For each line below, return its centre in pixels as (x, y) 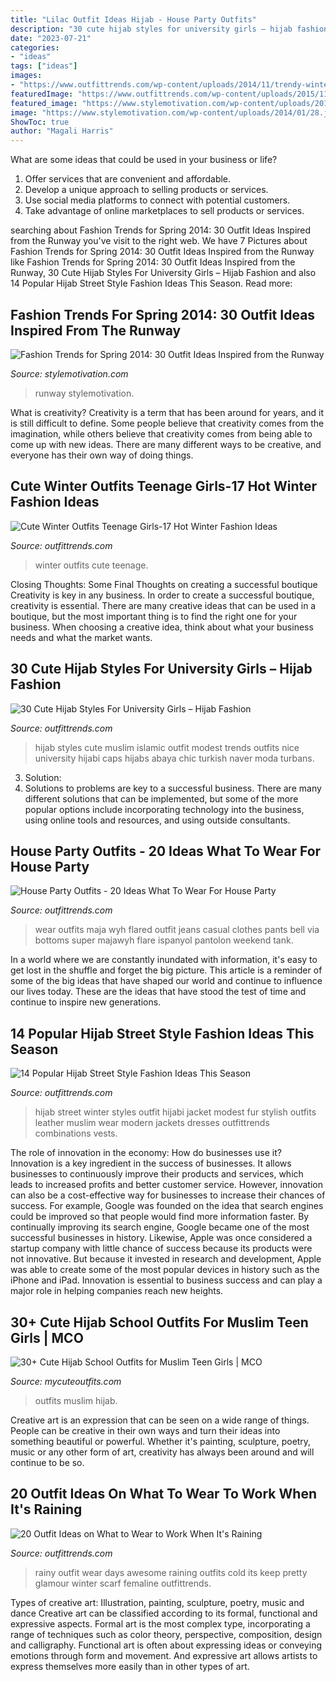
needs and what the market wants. (81, 637)
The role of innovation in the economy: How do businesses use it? (146, 1153)
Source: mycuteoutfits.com (66, 1381)
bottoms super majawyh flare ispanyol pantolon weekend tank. (164, 940)
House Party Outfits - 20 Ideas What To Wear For (166, 851)
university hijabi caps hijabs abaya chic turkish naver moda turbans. (174, 758)
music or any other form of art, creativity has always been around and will (162, 1452)
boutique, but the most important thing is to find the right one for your (154, 616)
